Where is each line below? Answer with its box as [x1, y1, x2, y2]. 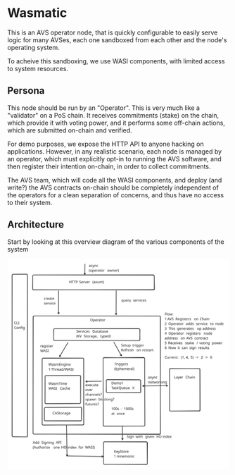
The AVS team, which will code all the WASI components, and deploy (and [7, 175, 222, 184]
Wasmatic [7, 5, 68, 21]
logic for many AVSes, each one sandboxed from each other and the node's [7, 35, 227, 44]
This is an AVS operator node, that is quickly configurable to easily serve [7, 28, 218, 37]
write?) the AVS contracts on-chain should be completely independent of [7, 183, 220, 192]
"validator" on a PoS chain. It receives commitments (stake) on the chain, [7, 111, 220, 119]
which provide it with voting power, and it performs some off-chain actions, [7, 118, 225, 127]
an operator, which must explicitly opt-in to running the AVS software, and [7, 154, 222, 163]
